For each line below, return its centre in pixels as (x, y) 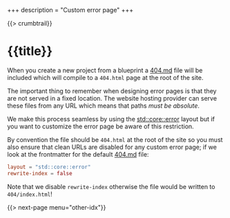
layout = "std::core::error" (49, 167)
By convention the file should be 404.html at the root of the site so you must (115, 139)
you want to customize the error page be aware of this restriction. (101, 126)
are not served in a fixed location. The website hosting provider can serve (112, 98)
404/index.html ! (30, 194)
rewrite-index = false (40, 173)
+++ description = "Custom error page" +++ (70, 10)
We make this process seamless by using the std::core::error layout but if (111, 119)
